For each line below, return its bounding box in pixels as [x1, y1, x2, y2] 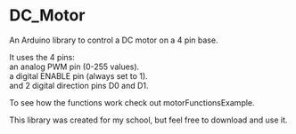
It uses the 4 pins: [9, 51, 76, 62]
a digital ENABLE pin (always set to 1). [9, 70, 149, 81]
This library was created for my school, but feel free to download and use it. [9, 114, 288, 125]
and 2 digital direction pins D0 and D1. [9, 80, 149, 91]
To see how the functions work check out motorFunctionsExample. [9, 97, 256, 107]
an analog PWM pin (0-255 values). [9, 61, 140, 72]
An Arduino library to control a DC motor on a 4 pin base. [9, 35, 218, 45]
